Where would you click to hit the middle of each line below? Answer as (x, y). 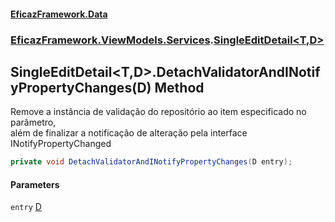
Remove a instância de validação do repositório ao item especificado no (158, 112)
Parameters (35, 184)
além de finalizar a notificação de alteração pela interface (129, 133)
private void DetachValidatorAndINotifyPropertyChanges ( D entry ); (151, 162)
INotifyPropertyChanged (61, 144)
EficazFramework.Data (59, 14)
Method (179, 87)
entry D (26, 207)
